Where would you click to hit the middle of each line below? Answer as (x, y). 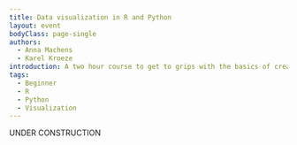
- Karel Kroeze (45, 58)
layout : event (35, 26)
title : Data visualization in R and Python (91, 17)
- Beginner (37, 83)
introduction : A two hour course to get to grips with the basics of (140, 67)
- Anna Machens (45, 50)
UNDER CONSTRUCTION (55, 133)
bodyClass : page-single (53, 34)
